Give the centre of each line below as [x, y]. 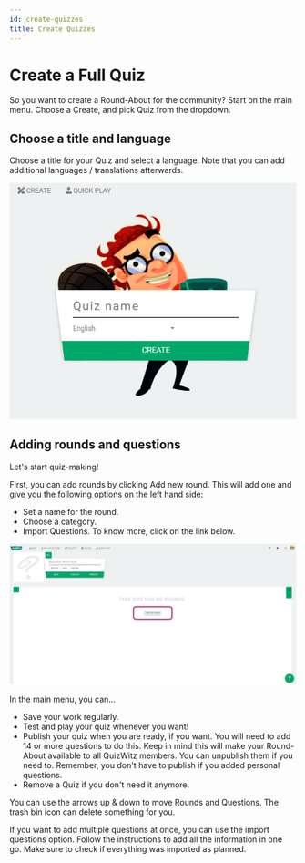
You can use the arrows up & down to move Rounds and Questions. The [144, 803]
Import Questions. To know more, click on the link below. [129, 531]
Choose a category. [60, 521]
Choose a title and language [90, 138]
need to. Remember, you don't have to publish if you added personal [151, 765]
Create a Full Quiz [77, 75]
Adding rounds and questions [95, 445]
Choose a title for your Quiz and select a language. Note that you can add [147, 160]
